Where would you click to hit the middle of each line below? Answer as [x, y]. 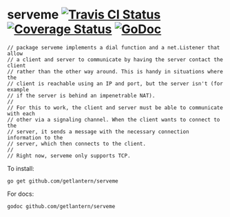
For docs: [21, 194]
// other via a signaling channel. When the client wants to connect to [114, 119]
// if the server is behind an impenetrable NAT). [81, 95]
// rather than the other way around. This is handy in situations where [115, 71]
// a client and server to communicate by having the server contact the [115, 59]
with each [21, 113]
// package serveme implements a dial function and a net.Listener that [114, 47]
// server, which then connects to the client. [77, 144]
